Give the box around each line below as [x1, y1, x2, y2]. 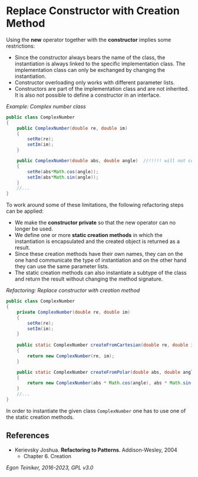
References [6, 430, 49, 440]
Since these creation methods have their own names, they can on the [14, 251, 183, 258]
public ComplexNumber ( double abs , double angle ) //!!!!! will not [16, 158, 186, 164]
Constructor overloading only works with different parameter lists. [14, 78, 175, 86]
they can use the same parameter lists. [14, 263, 109, 270]
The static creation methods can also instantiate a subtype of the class [14, 269, 187, 277]
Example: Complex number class [6, 103, 87, 110]
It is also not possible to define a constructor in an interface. [14, 91, 161, 98]
